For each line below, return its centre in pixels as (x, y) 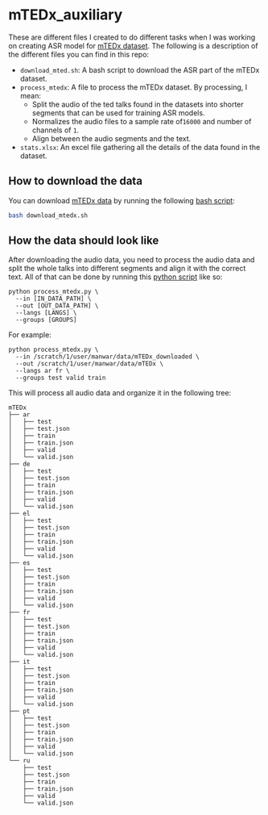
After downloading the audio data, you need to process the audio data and (132, 260)
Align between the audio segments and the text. (111, 138)
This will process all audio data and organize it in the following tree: (120, 393)
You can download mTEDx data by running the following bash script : (122, 200)
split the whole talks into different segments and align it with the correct (127, 269)
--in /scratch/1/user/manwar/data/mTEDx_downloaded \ (107, 357)
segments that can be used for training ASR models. (118, 113)
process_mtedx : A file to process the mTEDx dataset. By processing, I (134, 87)
